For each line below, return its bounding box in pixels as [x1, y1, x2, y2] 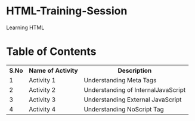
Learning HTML [6, 24, 45, 31]
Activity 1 [29, 76, 56, 84]
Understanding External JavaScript [83, 95, 182, 104]
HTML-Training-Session [6, 4, 128, 18]
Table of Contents [6, 45, 97, 58]
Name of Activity [29, 66, 79, 75]
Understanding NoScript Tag [83, 105, 164, 113]
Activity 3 [29, 95, 56, 104]
